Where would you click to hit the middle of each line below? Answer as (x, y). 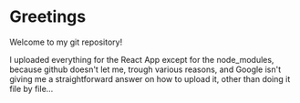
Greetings (48, 17)
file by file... (31, 88)
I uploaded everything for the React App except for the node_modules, (142, 59)
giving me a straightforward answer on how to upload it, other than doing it (150, 78)
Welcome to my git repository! (66, 42)
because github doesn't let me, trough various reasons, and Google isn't (145, 69)
